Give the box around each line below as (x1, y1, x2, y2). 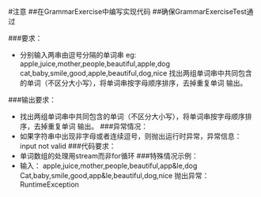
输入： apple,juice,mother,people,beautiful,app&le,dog (19, 161, 198, 170)
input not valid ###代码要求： (19, 141, 116, 151)
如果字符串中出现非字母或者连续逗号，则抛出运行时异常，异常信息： (19, 132, 242, 140)
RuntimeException (19, 180, 79, 189)
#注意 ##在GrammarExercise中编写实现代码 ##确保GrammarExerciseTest (8, 7, 247, 16)
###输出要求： (8, 95, 57, 104)
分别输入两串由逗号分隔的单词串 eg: (19, 50, 137, 59)
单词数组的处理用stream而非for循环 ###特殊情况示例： (19, 151, 199, 160)
